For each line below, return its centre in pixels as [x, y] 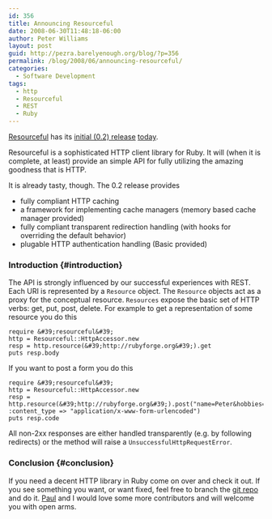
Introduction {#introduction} [66, 265]
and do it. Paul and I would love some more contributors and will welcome [132, 498]
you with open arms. [42, 506]
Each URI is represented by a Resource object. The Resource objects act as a [135, 291]
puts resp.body [34, 353]
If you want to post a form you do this [71, 368]
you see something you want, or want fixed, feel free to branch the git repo [134, 489]
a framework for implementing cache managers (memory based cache [138, 210]
